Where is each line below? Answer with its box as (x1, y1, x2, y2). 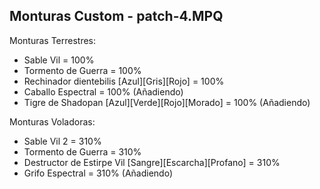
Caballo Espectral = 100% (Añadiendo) (23, 85, 184, 98)
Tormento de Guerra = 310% (23, 145, 142, 158)
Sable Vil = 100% (23, 54, 95, 66)
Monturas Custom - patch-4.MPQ (9, 8, 224, 25)
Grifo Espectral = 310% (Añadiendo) (23, 167, 173, 179)
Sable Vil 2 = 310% (23, 135, 102, 147)
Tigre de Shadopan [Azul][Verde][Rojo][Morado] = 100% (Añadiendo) (23, 96, 311, 108)
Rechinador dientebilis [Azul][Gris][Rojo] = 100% (23, 75, 225, 87)
